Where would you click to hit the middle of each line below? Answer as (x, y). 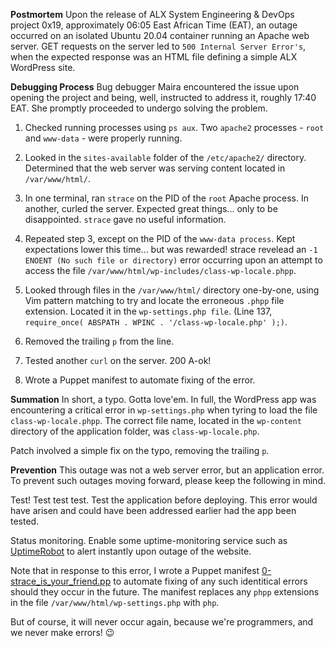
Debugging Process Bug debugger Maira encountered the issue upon (155, 87)
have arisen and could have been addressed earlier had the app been (153, 510)
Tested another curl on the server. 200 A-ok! (118, 360)
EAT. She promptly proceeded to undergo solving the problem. (139, 108)
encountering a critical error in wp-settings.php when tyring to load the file (164, 410)
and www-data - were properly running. (103, 138)
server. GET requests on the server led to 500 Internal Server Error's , (158, 46)
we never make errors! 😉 (62, 632)
